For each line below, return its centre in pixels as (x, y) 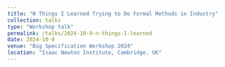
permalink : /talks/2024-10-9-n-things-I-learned (80, 33)
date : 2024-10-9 (31, 40)
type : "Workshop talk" (40, 27)
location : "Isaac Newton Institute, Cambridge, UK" (84, 53)
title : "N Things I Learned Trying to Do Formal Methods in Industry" (113, 14)
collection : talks (34, 20)
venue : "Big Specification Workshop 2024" (70, 46)
